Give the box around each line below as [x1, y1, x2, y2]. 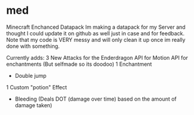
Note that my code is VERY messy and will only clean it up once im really [6, 36, 186, 43]
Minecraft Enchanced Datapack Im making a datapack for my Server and [6, 23, 186, 31]
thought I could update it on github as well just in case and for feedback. [6, 29, 185, 37]
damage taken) [14, 101, 53, 108]
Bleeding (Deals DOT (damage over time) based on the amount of [14, 95, 177, 102]
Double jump [14, 72, 47, 79]
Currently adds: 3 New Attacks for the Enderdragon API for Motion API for [6, 54, 189, 61]
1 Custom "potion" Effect [6, 83, 67, 90]
